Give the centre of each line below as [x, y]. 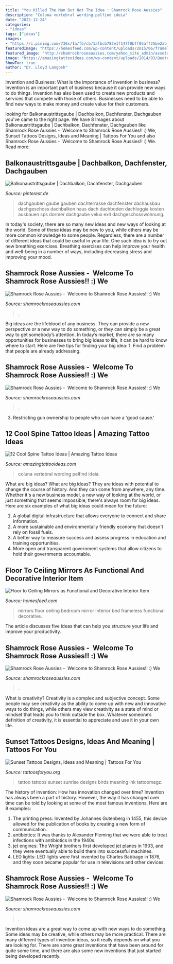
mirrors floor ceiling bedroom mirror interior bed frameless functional [91, 611]
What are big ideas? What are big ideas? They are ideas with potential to [82, 484]
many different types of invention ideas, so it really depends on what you [83, 939]
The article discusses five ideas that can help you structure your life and [82, 626]
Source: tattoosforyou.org [33, 772]
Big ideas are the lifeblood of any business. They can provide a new [77, 323]
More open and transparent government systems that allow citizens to [87, 549]
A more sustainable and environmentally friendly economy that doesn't [88, 527]
